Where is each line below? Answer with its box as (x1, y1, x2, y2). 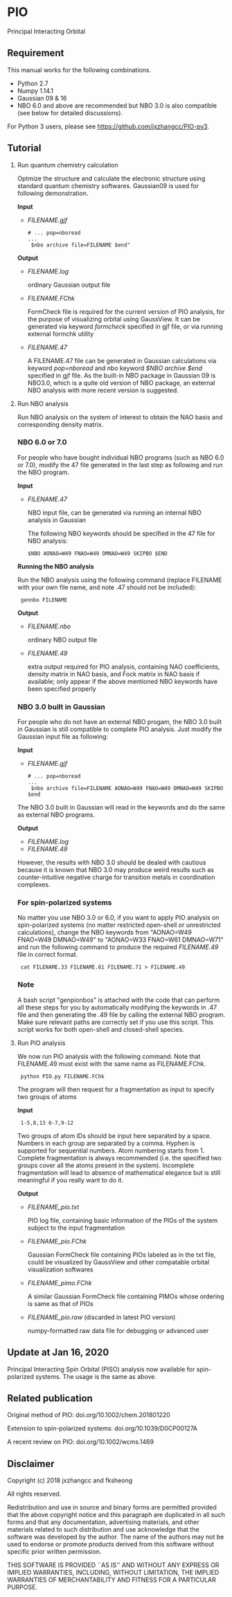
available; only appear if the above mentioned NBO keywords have (27, 677, 218, 685)
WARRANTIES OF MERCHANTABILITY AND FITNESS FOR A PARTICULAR (7, 1575, 216, 1584)
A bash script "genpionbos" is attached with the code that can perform (17, 996, 220, 1004)
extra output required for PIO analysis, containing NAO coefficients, (27, 662, 220, 671)
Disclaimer (7, 1457, 55, 1469)
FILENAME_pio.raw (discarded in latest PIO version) (27, 1313, 176, 1321)
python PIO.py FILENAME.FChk (20, 1073, 105, 1080)
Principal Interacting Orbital (7, 27, 85, 35)
